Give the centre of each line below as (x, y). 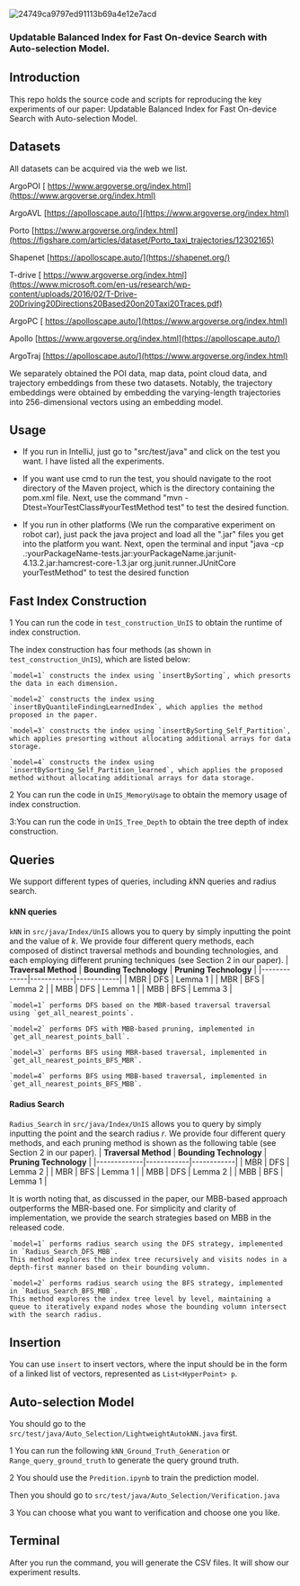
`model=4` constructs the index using (82, 762)
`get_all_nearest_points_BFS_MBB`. (76, 1085)
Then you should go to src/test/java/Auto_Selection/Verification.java (145, 1495)
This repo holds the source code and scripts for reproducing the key (136, 99)
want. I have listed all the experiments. (93, 461)
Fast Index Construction (78, 601)
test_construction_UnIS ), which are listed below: (100, 659)
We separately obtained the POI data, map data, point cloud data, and (138, 373)
